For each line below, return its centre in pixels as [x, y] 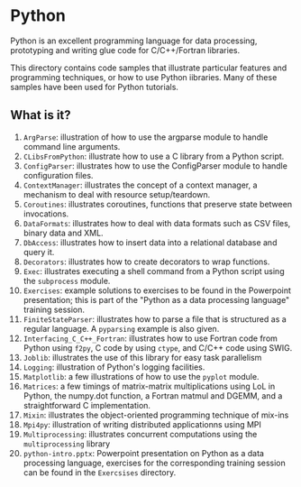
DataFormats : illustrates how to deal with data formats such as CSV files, [157, 223]
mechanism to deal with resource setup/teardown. [117, 194]
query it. [39, 252]
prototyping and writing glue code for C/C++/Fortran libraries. [125, 50]
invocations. [46, 214]
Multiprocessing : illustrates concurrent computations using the [140, 434]
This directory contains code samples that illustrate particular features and [149, 68]
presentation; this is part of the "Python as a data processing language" [156, 299]
